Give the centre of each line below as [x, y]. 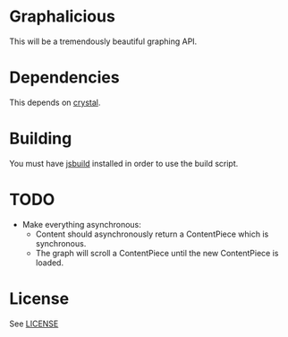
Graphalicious [63, 17]
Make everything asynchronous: [81, 224]
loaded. [50, 263]
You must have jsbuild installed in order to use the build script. [124, 163]
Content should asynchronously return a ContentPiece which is [152, 234]
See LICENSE [34, 324]
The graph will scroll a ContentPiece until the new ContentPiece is [157, 253]
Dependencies [64, 78]
